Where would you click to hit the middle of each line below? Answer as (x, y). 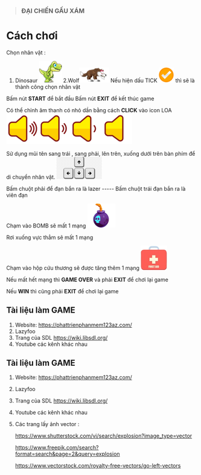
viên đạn (17, 195)
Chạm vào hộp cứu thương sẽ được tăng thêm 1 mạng (73, 268)
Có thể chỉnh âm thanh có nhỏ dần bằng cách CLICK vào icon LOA (89, 110)
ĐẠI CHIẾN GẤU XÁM (53, 11)
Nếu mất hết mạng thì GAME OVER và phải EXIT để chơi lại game (88, 279)
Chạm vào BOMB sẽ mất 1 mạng (46, 225)
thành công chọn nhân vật (47, 87)
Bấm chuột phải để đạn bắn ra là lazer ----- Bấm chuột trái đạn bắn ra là (96, 188)
